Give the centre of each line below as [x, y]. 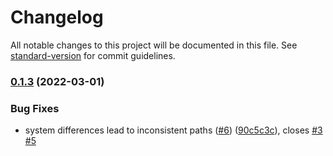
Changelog [57, 17]
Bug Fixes [35, 108]
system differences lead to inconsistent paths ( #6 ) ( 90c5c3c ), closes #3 [173, 130]
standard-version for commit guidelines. [93, 55]
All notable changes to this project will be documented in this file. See [154, 45]
